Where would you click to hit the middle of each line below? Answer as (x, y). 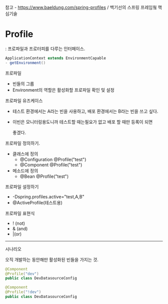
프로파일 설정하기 (22, 186)
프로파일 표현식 (20, 213)
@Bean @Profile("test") (44, 176)
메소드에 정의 (25, 171)
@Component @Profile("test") (51, 165)
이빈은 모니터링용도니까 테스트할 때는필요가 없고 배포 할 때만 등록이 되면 (82, 122)
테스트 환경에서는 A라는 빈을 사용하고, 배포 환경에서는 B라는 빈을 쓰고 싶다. (85, 111)
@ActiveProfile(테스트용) (37, 202)
